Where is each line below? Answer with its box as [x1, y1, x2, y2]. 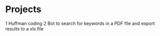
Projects [5, 4, 42, 15]
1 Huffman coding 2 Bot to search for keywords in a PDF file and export [5, 20, 155, 26]
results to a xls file [5, 25, 44, 31]
